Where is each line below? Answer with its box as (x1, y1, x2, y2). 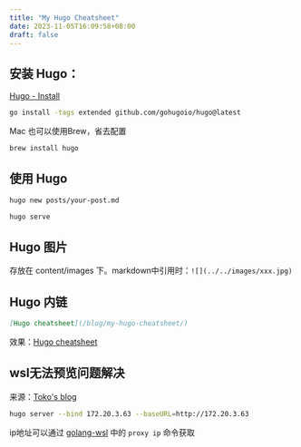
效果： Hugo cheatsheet (9, 336, 98, 347)
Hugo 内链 (9, 294, 68, 309)
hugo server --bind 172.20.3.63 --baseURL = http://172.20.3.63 (9, 409, 249, 418)
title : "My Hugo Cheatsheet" (9, 13, 120, 23)
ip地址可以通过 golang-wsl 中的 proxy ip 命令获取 (9, 427, 195, 438)
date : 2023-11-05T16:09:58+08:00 (9, 22, 136, 31)
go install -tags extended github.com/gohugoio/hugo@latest (9, 108, 242, 118)
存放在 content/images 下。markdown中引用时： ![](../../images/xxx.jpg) (9, 265, 293, 277)
